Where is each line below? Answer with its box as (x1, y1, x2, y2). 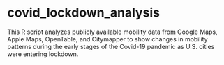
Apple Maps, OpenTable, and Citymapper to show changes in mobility (7, 35, 208, 43)
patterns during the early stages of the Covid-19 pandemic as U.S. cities (7, 42, 215, 50)
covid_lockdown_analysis (7, 5, 160, 21)
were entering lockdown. (7, 50, 79, 58)
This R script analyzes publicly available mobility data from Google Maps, (7, 28, 218, 36)
